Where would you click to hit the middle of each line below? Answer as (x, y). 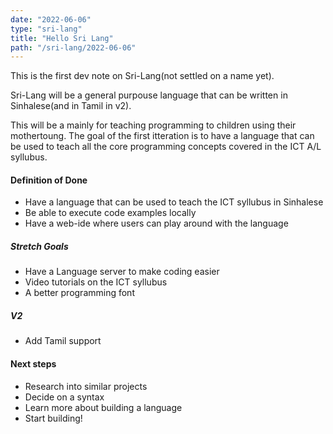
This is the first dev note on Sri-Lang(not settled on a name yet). (142, 76)
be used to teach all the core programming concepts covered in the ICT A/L (166, 147)
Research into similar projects (86, 386)
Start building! (53, 418)
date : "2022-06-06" (51, 19)
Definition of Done (49, 180)
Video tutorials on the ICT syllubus (96, 282)
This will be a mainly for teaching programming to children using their (153, 125)
